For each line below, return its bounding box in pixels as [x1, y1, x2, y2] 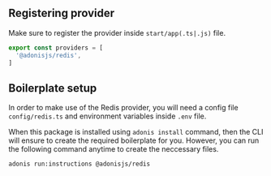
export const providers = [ [8, 44, 104, 52]
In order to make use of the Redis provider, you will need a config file [8, 103, 239, 113]
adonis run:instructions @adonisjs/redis [8, 160, 151, 169]
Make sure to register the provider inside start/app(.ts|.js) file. [8, 28, 226, 37]
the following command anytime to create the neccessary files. [8, 144, 219, 154]
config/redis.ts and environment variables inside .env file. [8, 111, 207, 121]
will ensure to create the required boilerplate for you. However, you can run [8, 135, 260, 145]
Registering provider [8, 6, 115, 20]
